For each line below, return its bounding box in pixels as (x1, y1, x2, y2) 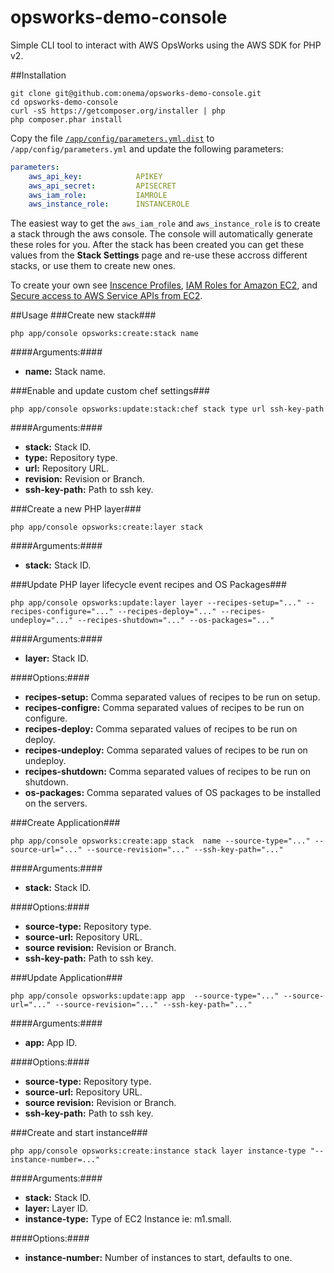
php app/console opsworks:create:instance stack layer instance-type (10, 1146, 307, 1156)
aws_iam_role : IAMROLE (28, 190, 168, 200)
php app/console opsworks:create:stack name (10, 329, 199, 339)
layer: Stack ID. (24, 652, 89, 665)
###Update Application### (10, 972, 123, 984)
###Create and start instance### (10, 1127, 148, 1139)
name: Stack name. (24, 366, 107, 378)
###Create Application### (10, 817, 121, 829)
